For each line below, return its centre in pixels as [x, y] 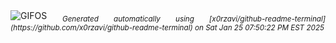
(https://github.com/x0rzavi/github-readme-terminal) [101, 27]
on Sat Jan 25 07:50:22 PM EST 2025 [259, 27]
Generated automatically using [128, 19]
